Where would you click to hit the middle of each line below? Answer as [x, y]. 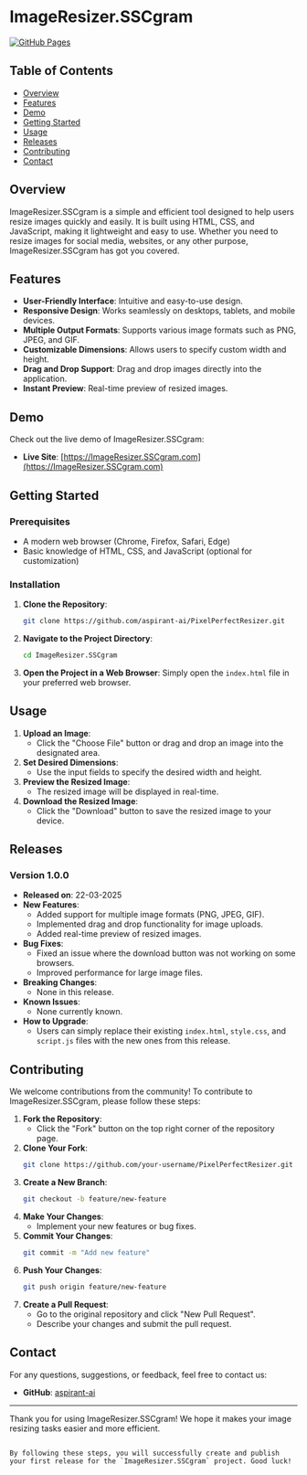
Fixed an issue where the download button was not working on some [166, 953]
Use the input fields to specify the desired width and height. [149, 772]
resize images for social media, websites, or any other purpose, [129, 240]
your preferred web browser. [77, 682]
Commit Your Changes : [68, 1236]
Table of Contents [62, 71]
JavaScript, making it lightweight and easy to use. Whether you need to [144, 231]
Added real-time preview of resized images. [119, 934]
